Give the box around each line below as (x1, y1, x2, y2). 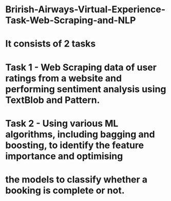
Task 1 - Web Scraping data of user (5, 62, 157, 73)
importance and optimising (5, 150, 123, 162)
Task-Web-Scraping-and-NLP (5, 14, 136, 26)
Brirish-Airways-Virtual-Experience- (5, 4, 166, 15)
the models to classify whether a (5, 173, 148, 185)
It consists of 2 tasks (5, 38, 96, 50)
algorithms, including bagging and (5, 128, 155, 140)
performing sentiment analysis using (5, 83, 166, 95)
